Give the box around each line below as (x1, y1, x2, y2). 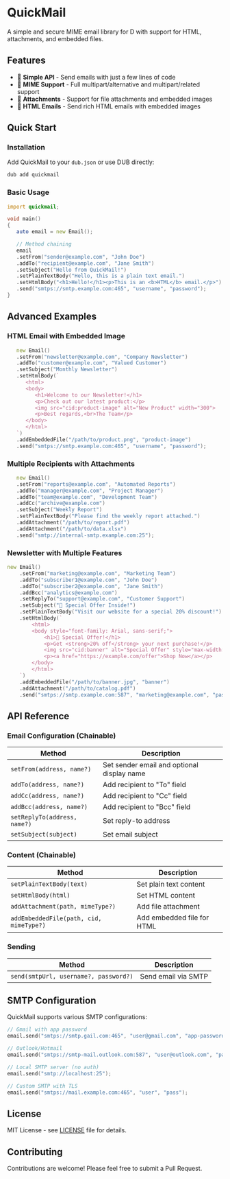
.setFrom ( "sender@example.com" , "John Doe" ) (16, 253, 146, 260)
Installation (7, 143, 46, 152)
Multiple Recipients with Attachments (7, 458, 136, 468)
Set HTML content (136, 891, 195, 900)
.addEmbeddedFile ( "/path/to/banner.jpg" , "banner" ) (19, 678, 170, 686)
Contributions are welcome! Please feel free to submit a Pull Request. (7, 1165, 203, 1173)
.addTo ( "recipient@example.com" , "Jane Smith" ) (16, 259, 155, 267)
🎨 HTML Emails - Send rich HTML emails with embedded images (16, 102, 201, 110)
